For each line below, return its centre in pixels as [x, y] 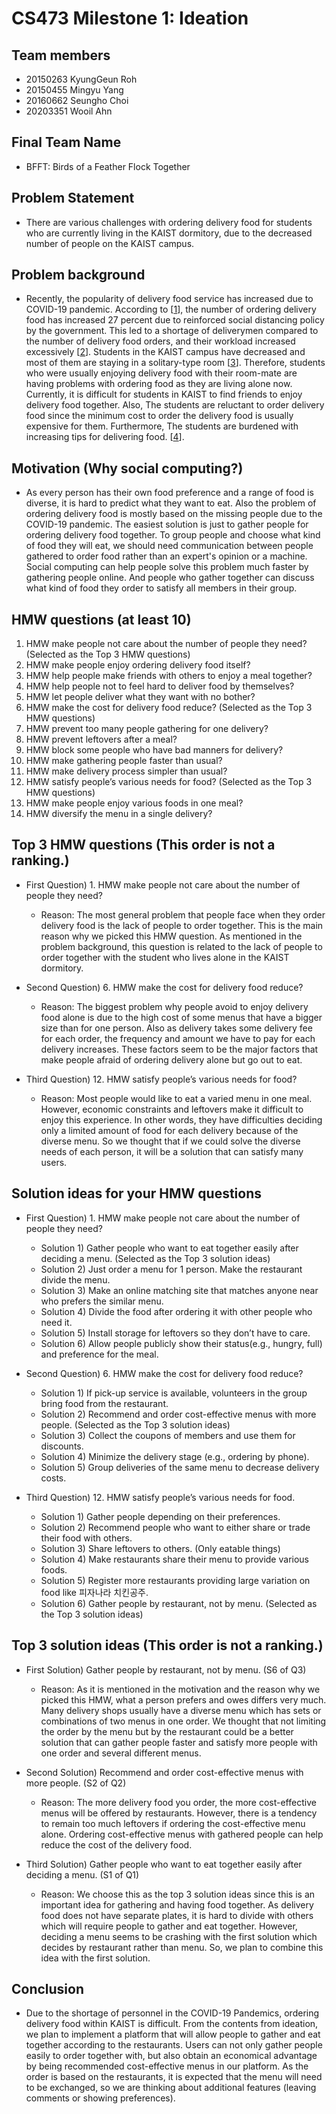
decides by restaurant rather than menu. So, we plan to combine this [182, 1947]
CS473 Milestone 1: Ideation [130, 18]
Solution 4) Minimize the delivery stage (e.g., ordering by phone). [175, 1456]
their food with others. [86, 1538]
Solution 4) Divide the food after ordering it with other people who [176, 1311]
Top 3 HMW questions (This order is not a [143, 845]
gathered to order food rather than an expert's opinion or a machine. [166, 556]
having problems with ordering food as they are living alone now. [159, 384]
